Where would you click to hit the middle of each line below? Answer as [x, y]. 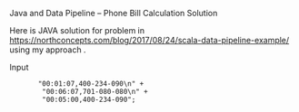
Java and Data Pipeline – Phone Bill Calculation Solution [114, 13]
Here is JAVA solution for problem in [77, 30]
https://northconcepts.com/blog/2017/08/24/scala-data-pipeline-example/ [149, 40]
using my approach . [48, 50]
